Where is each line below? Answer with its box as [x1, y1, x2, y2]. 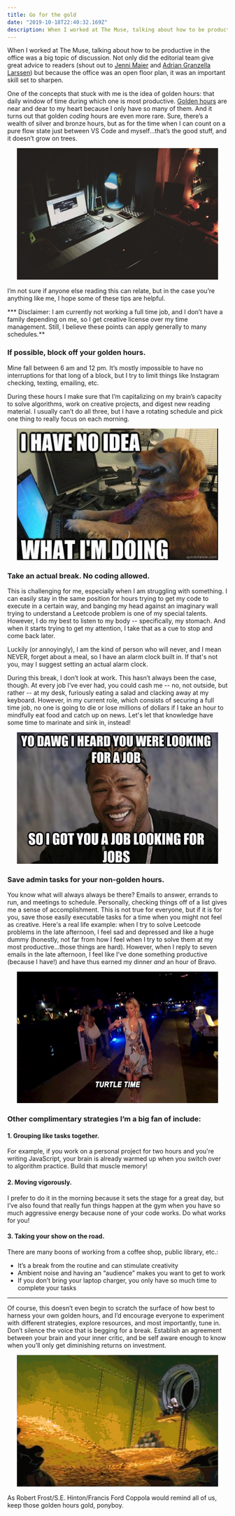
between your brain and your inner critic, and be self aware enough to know [7, 1333, 227, 1342]
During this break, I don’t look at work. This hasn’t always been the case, [7, 673, 217, 682]
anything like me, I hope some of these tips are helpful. [7, 295, 166, 303]
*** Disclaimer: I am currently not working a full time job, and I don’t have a [7, 308, 223, 316]
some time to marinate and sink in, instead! [7, 718, 131, 726]
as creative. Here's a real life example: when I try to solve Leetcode [7, 921, 201, 929]
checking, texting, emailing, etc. [7, 379, 99, 387]
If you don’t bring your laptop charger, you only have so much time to [17, 1276, 217, 1285]
